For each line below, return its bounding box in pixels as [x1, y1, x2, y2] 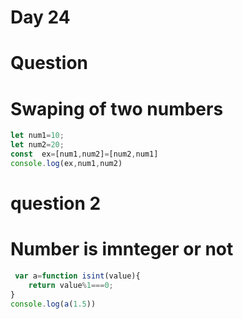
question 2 [10, 192, 102, 215]
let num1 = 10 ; [10, 131, 65, 141]
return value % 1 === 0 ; [28, 280, 114, 290]
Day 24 [10, 6, 71, 29]
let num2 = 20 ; [10, 140, 65, 150]
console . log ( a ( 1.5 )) [10, 299, 97, 309]
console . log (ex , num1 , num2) [10, 158, 123, 168]
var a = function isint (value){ [14, 271, 141, 281]
